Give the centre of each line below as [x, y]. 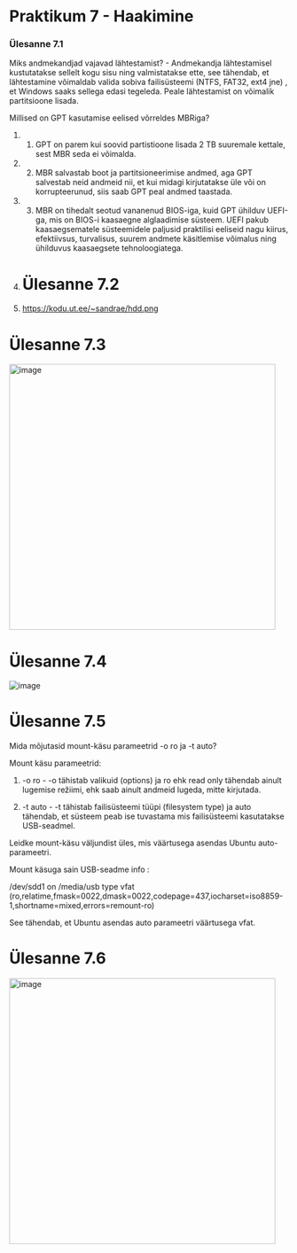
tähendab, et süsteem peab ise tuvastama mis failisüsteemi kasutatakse [153, 816]
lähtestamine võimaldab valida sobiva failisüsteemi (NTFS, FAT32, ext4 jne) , [148, 82]
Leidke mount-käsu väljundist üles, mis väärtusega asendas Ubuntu [133, 843]
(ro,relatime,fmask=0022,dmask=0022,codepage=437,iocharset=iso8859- [146, 896]
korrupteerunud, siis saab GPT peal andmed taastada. [134, 191]
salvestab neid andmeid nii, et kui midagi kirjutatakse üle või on [151, 183]
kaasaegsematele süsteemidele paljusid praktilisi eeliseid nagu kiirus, [162, 230]
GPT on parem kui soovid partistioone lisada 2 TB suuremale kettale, [160, 144]
